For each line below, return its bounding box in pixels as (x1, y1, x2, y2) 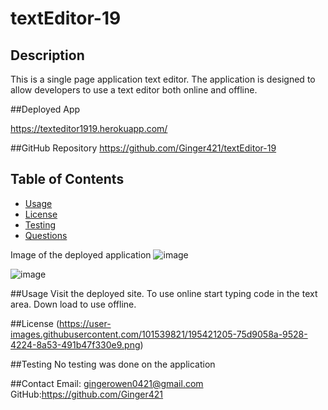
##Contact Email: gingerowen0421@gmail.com (10, 377, 204, 389)
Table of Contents (10, 171, 125, 188)
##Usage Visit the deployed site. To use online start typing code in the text (10, 287, 318, 299)
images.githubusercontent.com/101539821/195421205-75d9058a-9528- (10, 328, 308, 340)
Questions (24, 229, 68, 241)
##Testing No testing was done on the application (10, 358, 216, 370)
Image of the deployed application (10, 248, 152, 261)
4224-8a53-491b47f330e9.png (10, 338, 141, 351)
